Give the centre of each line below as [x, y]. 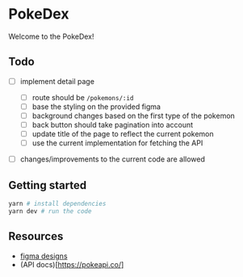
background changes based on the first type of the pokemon [134, 115]
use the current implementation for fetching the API [117, 143]
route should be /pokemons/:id [83, 97]
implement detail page [57, 81]
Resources [36, 236]
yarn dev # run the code [50, 211]
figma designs [44, 256]
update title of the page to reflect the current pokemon [123, 134]
